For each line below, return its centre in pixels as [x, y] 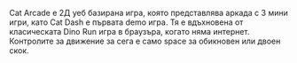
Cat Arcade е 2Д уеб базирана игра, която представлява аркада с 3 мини [148, 13]
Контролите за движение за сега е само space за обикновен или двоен [145, 41]
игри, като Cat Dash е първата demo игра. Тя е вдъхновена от [126, 22]
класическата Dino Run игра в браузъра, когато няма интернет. [129, 31]
